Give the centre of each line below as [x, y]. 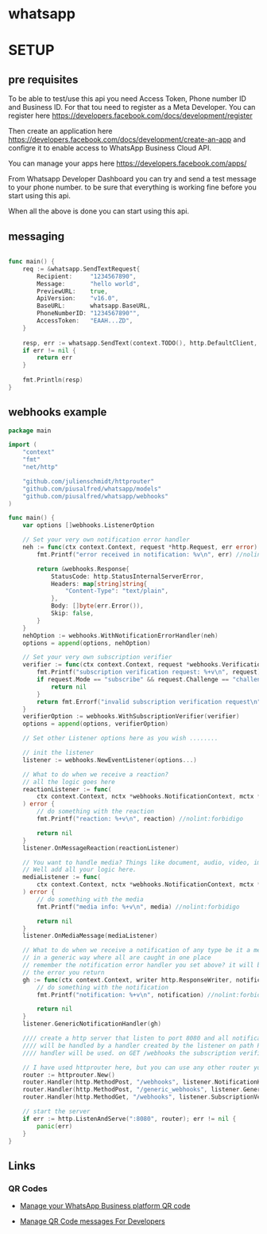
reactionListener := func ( [67, 789]
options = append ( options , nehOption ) [87, 643]
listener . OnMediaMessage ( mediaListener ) [90, 936]
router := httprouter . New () [69, 1075]
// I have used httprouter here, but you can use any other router [136, 1068]
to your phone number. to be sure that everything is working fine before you [132, 187]
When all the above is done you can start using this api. [99, 211]
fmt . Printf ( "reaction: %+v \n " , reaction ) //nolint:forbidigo [140, 819]
